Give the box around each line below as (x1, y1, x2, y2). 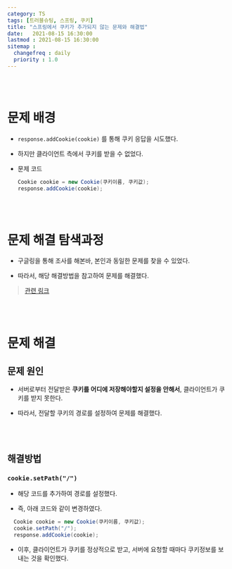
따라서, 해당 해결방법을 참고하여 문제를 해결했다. (17, 272, 150, 280)
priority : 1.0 (13, 56, 58, 63)
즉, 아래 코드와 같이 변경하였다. (17, 504, 103, 513)
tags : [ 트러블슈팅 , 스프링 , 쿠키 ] (7, 17, 94, 24)
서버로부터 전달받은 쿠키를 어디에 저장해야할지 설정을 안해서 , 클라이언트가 (17, 385, 218, 394)
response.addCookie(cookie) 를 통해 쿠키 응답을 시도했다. (17, 135, 179, 143)
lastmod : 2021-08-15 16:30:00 (7, 37, 99, 44)
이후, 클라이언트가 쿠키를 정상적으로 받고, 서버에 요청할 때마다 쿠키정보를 (17, 545, 217, 554)
